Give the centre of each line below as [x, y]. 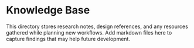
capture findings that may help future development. [68, 39]
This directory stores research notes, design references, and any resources [97, 26]
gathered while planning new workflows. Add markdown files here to [89, 32]
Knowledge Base [48, 10]
